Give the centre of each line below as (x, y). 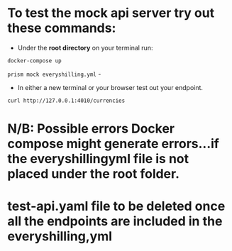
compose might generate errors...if (114, 144)
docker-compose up (34, 61)
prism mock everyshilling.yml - (54, 74)
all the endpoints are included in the (115, 222)
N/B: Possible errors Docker (91, 129)
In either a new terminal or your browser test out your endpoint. (110, 87)
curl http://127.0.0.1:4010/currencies (66, 101)
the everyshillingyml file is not (98, 159)
